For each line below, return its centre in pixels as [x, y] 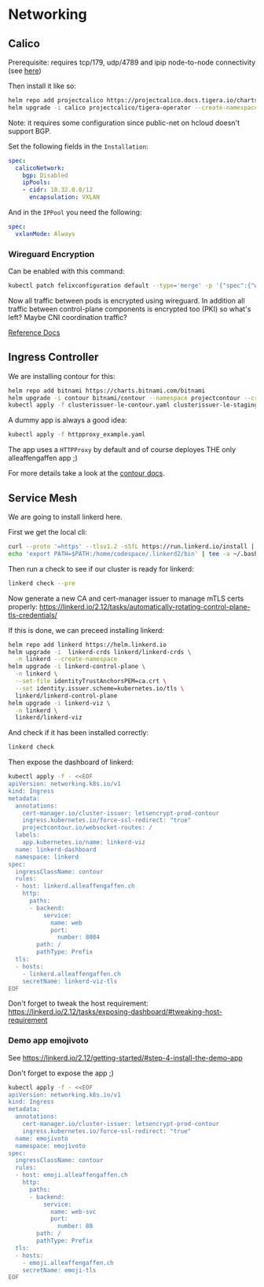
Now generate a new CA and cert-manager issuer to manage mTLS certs [126, 598]
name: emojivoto [42, 1138]
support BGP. [30, 131]
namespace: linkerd [47, 857]
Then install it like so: [42, 86]
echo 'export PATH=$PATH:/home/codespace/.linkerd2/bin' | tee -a [119, 553]
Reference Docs [34, 333]
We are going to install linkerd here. [66, 517]
